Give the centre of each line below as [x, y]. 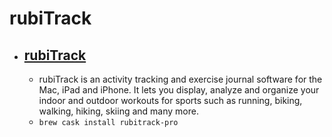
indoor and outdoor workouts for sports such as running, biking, [170, 100]
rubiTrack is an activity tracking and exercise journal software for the [180, 79]
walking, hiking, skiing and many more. [118, 111]
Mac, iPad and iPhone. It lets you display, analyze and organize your [179, 90]
